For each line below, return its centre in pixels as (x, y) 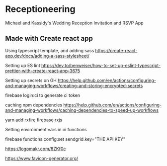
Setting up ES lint (23, 65)
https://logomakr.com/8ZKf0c (36, 149)
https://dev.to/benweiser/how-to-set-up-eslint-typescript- (101, 65)
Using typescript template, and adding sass (50, 50)
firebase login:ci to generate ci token (43, 95)
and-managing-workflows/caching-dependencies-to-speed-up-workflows (82, 110)
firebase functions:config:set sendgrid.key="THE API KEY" (65, 139)
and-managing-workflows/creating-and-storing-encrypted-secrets (74, 85)
